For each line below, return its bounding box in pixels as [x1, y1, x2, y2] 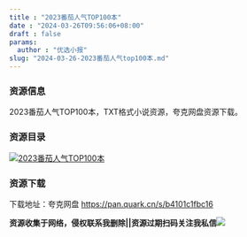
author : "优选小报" [17, 46, 88, 55]
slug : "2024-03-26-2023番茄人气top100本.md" [9, 54, 170, 63]
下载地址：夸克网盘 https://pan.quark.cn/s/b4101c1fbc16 [9, 198, 214, 209]
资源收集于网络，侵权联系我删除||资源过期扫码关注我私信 [9, 218, 217, 228]
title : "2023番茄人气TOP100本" [9, 12, 122, 22]
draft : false [9, 29, 62, 38]
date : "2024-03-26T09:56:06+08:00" [9, 21, 144, 30]
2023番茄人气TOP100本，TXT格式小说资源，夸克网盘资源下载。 [9, 107, 243, 118]
